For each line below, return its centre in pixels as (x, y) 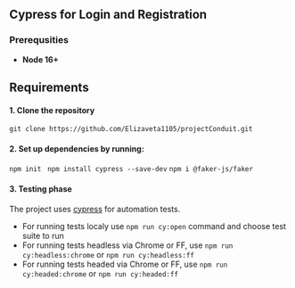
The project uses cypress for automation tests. (95, 209)
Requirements (49, 88)
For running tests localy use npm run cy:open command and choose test (154, 226)
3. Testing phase (41, 189)
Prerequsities (39, 40)
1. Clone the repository (52, 110)
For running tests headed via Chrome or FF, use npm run (125, 264)
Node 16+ (41, 59)
